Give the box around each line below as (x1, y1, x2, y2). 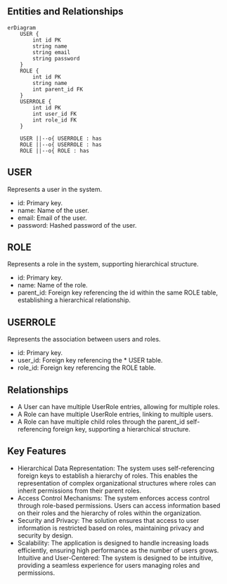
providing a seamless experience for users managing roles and (17, 561, 200, 569)
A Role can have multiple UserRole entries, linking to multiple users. (17, 410, 213, 419)
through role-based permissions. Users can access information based (17, 501, 221, 510)
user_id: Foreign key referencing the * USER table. (17, 356, 163, 365)
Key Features (7, 446, 67, 458)
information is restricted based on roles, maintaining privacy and (17, 524, 205, 532)
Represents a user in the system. (7, 185, 103, 193)
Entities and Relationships (7, 6, 124, 18)
